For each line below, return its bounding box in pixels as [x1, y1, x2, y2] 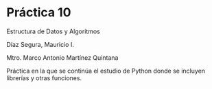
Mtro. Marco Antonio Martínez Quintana [6, 53, 119, 62]
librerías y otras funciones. [6, 73, 82, 82]
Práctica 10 [6, 5, 71, 20]
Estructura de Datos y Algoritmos [6, 27, 100, 35]
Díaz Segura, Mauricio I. [6, 40, 75, 48]
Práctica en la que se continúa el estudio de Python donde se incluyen [6, 67, 206, 75]
